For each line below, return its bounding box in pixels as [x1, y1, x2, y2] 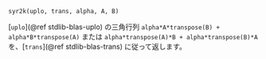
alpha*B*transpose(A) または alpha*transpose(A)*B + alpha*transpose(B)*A [8, 32, 258, 41]
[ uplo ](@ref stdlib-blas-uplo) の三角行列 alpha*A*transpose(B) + [8, 22, 221, 31]
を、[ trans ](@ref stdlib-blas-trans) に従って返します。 [8, 42, 187, 51]
